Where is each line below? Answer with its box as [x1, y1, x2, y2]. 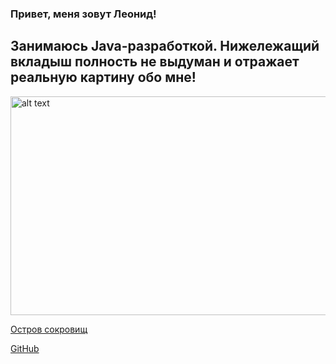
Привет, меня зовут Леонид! [10, 7, 157, 21]
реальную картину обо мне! [10, 69, 197, 86]
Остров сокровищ [10, 323, 88, 335]
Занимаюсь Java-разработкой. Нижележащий [10, 38, 320, 55]
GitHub [10, 342, 40, 354]
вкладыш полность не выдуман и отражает [10, 53, 300, 71]
